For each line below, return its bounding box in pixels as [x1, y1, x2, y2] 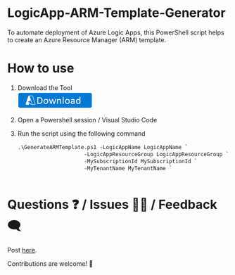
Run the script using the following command [17, 129, 146, 138]
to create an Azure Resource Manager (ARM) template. [7, 35, 167, 44]
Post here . [7, 245, 37, 254]
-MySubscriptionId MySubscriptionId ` [84, 158, 198, 165]
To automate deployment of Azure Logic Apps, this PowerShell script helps [7, 28, 224, 37]
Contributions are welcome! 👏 [7, 259, 94, 268]
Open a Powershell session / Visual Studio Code [17, 115, 158, 124]
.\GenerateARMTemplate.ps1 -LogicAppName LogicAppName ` [17, 143, 189, 151]
